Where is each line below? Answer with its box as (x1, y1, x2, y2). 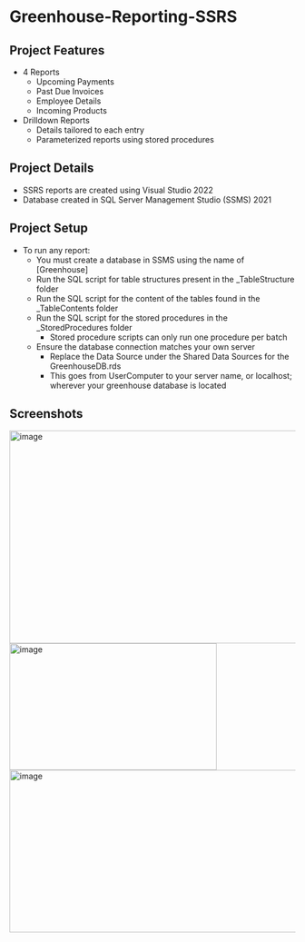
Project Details (9, 161, 94, 176)
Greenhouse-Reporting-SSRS (9, 6, 238, 27)
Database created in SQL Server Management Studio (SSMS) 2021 (22, 193, 272, 205)
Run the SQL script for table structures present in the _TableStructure (35, 273, 295, 284)
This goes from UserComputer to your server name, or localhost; (49, 370, 292, 381)
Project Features (9, 43, 105, 58)
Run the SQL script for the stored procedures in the (35, 312, 229, 323)
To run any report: (22, 244, 91, 255)
